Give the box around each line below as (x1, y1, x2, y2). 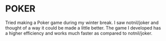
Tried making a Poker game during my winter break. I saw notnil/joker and (5, 19, 159, 25)
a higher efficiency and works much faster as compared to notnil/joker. (5, 30, 152, 36)
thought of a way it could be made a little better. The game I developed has (5, 24, 161, 30)
